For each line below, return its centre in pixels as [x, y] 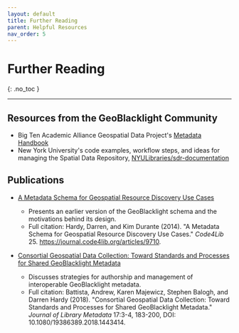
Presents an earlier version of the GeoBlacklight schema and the [122, 211]
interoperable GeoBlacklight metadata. [85, 284]
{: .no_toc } [23, 89]
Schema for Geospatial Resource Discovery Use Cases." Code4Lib [126, 234]
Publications [36, 180]
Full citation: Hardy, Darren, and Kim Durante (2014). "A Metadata [124, 226]
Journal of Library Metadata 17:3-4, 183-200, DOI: [102, 314]
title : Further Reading [43, 21]
